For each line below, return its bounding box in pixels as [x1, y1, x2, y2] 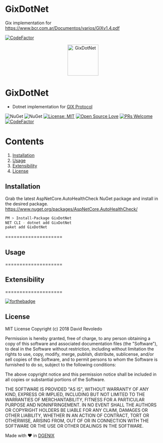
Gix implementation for [5, 20, 52, 26]
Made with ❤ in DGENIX [5, 432, 55, 439]
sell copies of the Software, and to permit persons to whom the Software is [5, 356, 158, 362]
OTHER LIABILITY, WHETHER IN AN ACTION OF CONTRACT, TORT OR [5, 412, 149, 418]
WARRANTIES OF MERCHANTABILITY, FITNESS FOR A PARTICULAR [5, 396, 145, 402]
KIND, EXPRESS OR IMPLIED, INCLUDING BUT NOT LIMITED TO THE [5, 391, 145, 397]
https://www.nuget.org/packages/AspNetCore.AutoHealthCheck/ [5, 206, 138, 212]
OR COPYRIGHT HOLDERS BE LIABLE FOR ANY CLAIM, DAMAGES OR [5, 407, 148, 413]
